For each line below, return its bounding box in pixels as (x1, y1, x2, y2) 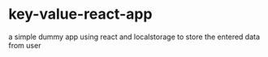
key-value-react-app (8, 5, 153, 24)
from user (8, 40, 41, 50)
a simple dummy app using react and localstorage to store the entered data (8, 32, 261, 42)
